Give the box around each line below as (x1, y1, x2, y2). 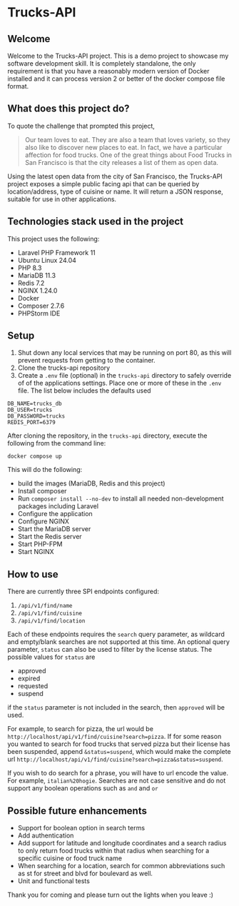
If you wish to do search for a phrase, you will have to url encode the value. (7, 769, 228, 777)
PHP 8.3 (17, 263, 42, 272)
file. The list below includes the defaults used (17, 386, 151, 395)
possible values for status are (7, 653, 96, 661)
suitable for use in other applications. (7, 194, 116, 203)
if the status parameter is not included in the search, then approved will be (7, 703, 225, 712)
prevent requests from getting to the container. (17, 356, 156, 365)
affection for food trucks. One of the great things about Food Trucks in (24, 151, 232, 159)
